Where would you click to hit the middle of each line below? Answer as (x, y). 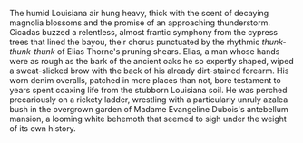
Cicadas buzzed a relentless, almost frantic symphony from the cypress (144, 32)
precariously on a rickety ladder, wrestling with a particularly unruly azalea (149, 100)
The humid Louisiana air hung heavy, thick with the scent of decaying (139, 13)
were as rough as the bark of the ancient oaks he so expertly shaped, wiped (151, 61)
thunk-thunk (33, 52)
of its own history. (43, 129)
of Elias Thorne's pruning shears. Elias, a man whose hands (169, 52)
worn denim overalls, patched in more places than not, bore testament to (145, 80)
